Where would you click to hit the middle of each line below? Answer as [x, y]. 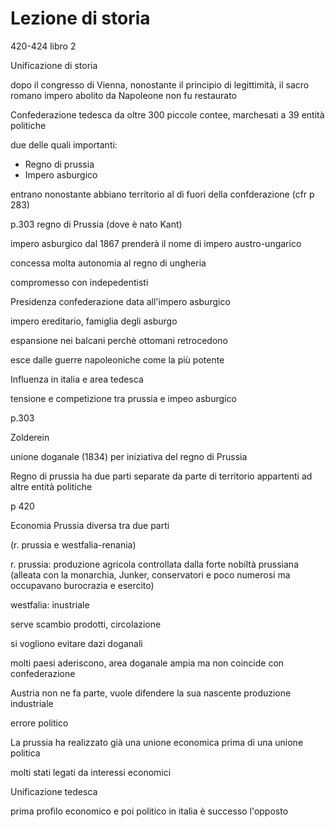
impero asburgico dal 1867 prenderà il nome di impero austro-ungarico [156, 243]
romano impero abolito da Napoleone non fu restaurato [123, 95]
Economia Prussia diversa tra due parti [90, 525]
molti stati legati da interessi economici [91, 772]
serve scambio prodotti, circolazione [86, 624]
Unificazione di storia [54, 65]
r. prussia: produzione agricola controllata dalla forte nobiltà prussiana [154, 564]
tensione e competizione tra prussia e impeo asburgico [123, 398]
